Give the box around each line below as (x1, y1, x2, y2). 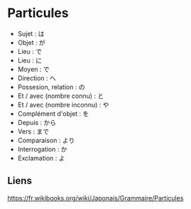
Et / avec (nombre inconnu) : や (17, 100, 109, 109)
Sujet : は (17, 29, 45, 38)
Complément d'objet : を (17, 109, 89, 118)
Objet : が (17, 38, 46, 47)
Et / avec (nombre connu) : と (17, 91, 104, 100)
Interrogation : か (17, 144, 67, 154)
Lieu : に (17, 55, 43, 65)
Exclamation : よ (17, 154, 65, 162)
